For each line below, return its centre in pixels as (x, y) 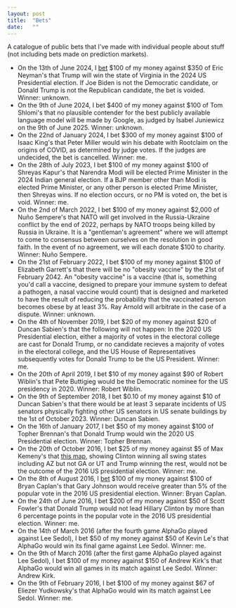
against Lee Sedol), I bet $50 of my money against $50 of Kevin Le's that (123, 538)
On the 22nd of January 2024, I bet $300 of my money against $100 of (120, 135)
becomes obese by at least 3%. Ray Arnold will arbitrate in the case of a (122, 307)
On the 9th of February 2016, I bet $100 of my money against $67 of (116, 583)
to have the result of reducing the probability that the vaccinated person (122, 299)
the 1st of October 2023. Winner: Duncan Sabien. (88, 419)
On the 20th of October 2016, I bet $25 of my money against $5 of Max (120, 449)
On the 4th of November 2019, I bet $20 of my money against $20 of (117, 322)
